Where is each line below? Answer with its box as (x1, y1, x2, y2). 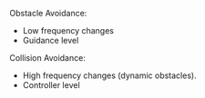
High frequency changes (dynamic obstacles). (22, 70, 198, 81)
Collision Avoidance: (9, 53, 87, 63)
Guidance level (22, 35, 79, 45)
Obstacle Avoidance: (9, 8, 87, 18)
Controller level (22, 80, 80, 90)
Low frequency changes (22, 25, 114, 35)
